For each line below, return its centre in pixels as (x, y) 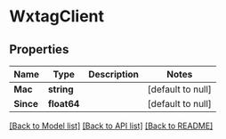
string (61, 89)
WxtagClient (57, 16)
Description (114, 74)
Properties (39, 49)
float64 (64, 104)
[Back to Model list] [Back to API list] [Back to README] (111, 126)
